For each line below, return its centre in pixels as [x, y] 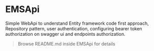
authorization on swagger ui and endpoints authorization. [66, 34]
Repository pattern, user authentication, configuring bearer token [74, 28]
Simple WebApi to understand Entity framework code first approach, [77, 23]
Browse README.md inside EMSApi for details [67, 43]
